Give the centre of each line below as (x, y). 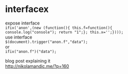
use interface (19, 37)
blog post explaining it (28, 60)
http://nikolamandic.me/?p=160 (37, 66)
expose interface (22, 23)
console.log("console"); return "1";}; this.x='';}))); (64, 32)
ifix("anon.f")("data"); (31, 51)
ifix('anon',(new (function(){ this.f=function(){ (59, 28)
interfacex (27, 9)
